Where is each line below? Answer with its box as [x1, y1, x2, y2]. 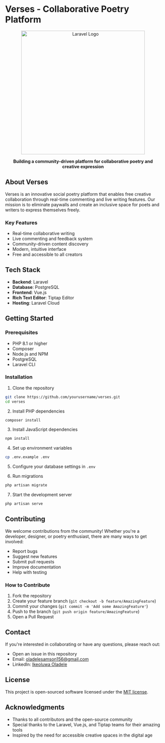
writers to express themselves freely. [5, 207, 81, 213]
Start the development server [12, 492, 73, 498]
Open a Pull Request [12, 614, 54, 620]
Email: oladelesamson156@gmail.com [12, 656, 89, 662]
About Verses [5, 178, 48, 186]
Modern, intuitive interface [12, 246, 67, 252]
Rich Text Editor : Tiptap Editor [12, 294, 75, 300]
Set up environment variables [12, 445, 73, 451]
